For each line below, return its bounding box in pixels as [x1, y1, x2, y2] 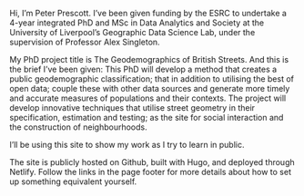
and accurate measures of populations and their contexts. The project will [9, 93, 287, 103]
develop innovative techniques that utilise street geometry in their [9, 103, 256, 113]
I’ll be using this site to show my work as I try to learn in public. [9, 140, 245, 150]
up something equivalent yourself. [9, 176, 137, 187]
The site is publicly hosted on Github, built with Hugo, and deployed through [9, 157, 296, 167]
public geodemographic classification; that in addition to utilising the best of [9, 73, 294, 84]
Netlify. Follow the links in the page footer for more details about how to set [9, 167, 291, 177]
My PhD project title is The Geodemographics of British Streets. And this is [9, 54, 289, 64]
